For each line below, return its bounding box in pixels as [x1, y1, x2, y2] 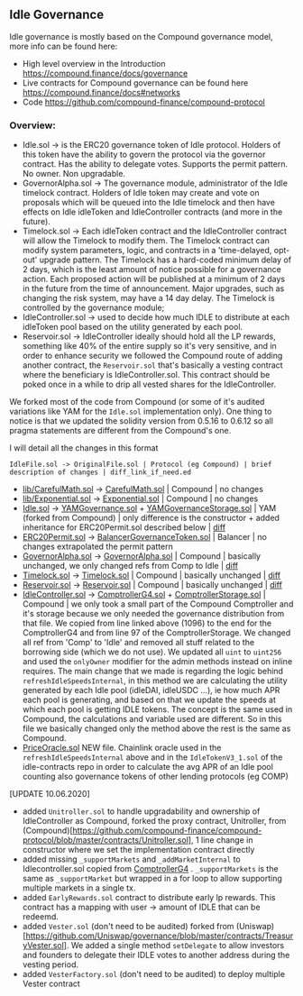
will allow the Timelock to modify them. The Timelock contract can [22, 235, 271, 246]
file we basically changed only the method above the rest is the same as [22, 723, 291, 734]
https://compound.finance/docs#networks [22, 87, 180, 97]
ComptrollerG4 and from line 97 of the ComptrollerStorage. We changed [22, 627, 291, 638]
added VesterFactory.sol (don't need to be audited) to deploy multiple [22, 969, 286, 980]
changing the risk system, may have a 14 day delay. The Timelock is [22, 293, 275, 304]
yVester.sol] [22, 940, 68, 951]
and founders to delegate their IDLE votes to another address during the [22, 950, 290, 961]
